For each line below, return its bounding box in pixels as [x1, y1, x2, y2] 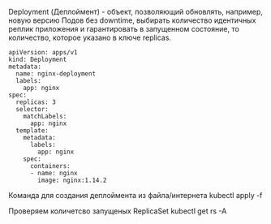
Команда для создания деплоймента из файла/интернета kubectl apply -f [8, 191, 263, 200]
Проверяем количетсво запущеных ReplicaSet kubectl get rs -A [8, 206, 227, 216]
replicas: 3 [15, 98, 57, 106]
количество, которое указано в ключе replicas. [8, 32, 172, 42]
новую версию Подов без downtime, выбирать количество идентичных [8, 15, 256, 25]
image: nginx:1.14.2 [37, 176, 107, 184]
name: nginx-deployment [15, 70, 96, 78]
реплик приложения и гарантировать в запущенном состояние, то [8, 24, 239, 33]
